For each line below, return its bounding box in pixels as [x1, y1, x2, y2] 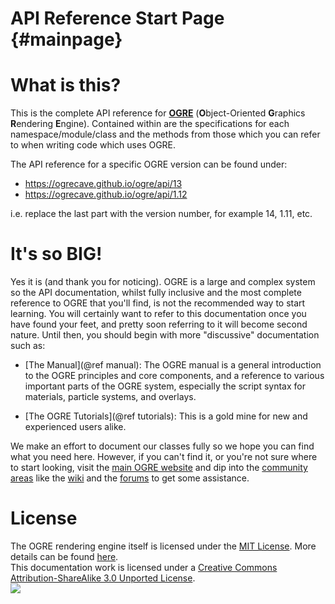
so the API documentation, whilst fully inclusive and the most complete [10, 287, 302, 299]
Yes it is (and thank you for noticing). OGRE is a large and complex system [10, 276, 316, 288]
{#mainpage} [10, 28, 123, 51]
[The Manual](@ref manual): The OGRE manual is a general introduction [24, 359, 322, 371]
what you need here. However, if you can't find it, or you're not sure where [10, 451, 318, 463]
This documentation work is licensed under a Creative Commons [10, 562, 278, 573]
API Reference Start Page [10, 7, 225, 30]
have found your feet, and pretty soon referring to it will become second [10, 318, 308, 331]
